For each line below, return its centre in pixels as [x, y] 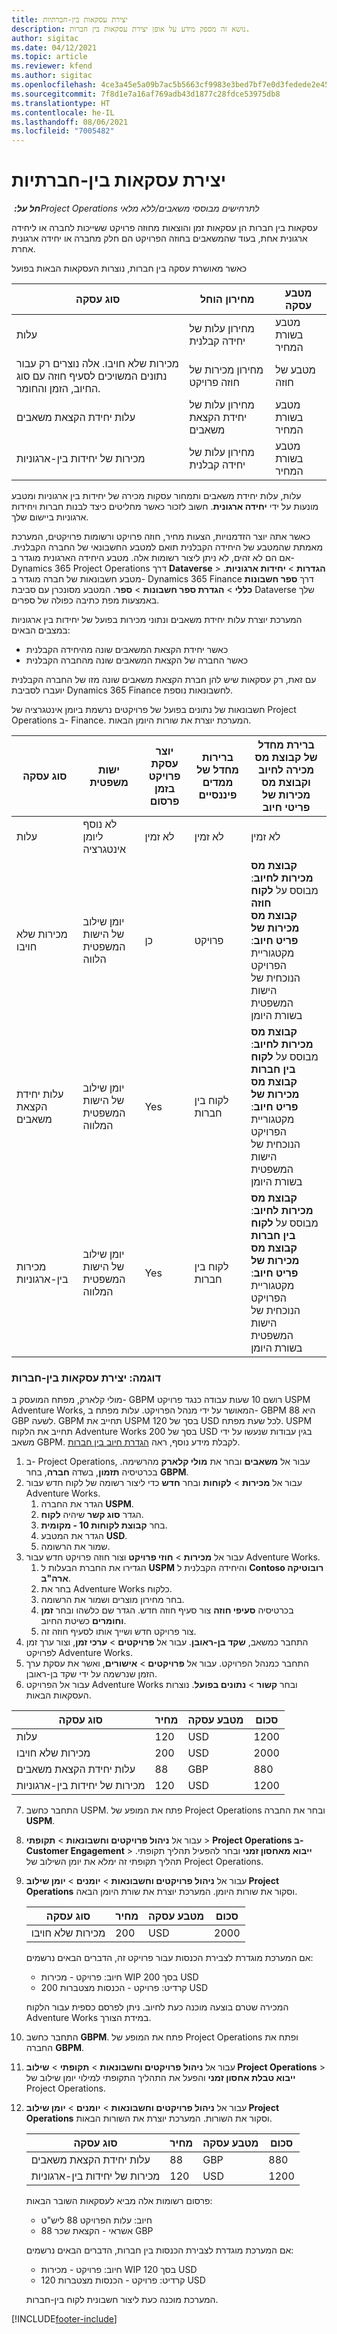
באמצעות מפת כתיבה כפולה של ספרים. [85, 600]
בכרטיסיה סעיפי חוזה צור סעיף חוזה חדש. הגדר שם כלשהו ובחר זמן [167, 1610]
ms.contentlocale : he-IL [63, 112]
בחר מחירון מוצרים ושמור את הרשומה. [112, 1600]
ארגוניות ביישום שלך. [50, 517]
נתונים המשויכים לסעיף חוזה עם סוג [92, 376]
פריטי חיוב [286, 808]
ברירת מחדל [286, 745]
